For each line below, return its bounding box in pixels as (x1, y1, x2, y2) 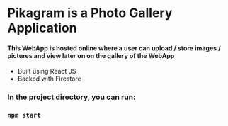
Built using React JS (17, 67, 76, 76)
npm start (7, 111, 41, 120)
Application (7, 20, 77, 36)
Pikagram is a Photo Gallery (7, 5, 173, 21)
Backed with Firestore (17, 74, 81, 83)
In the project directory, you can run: (7, 92, 136, 102)
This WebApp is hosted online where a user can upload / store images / (7, 44, 221, 52)
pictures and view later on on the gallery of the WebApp (7, 51, 175, 59)
